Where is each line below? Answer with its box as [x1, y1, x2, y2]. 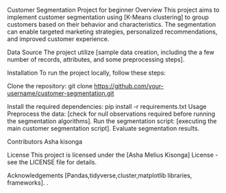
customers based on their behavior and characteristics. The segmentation [7, 21, 216, 28]
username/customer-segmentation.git [7, 89, 114, 97]
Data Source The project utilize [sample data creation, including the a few [7, 48, 214, 56]
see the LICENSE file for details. [7, 158, 97, 166]
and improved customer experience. [7, 35, 110, 43]
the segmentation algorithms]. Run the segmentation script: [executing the [7, 117, 217, 125]
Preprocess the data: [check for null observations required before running [7, 110, 216, 118]
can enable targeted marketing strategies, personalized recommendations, [7, 27, 218, 36]
